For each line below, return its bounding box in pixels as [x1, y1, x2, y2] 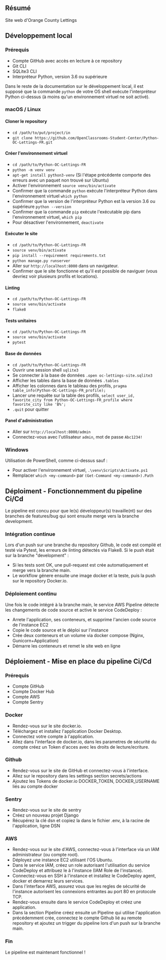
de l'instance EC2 [12, 622, 49, 628]
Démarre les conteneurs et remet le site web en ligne [12, 642, 120, 649]
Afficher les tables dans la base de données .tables [12, 377, 119, 384]
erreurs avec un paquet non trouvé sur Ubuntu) [12, 177, 109, 183]
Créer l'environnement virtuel [5, 150, 68, 156]
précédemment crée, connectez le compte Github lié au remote [12, 915, 142, 921]
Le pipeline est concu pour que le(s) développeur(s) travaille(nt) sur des [5, 508, 152, 513]
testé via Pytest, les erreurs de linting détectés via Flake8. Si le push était [5, 547, 155, 553]
